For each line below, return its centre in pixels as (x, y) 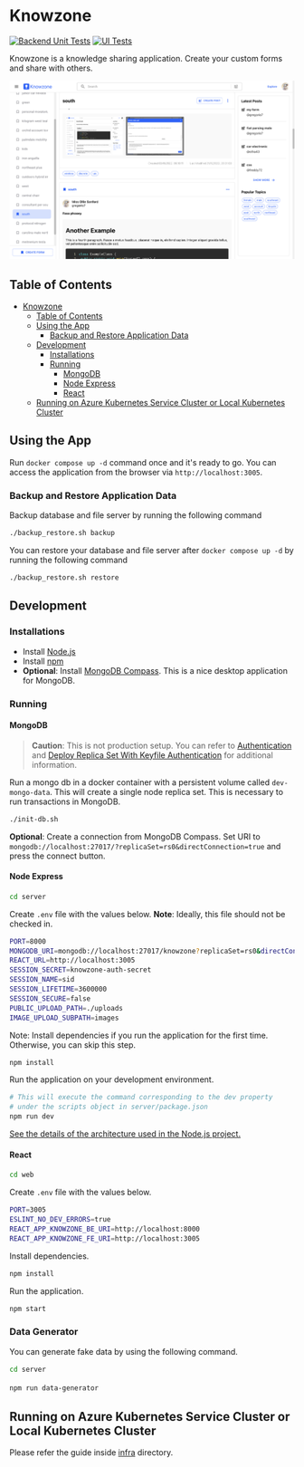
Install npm (43, 661)
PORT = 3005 (28, 1210)
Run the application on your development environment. (112, 1079)
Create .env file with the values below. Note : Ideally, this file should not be (147, 914)
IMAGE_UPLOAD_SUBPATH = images (64, 1018)
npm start (28, 1309)
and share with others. (51, 68)
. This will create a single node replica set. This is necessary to (166, 791)
